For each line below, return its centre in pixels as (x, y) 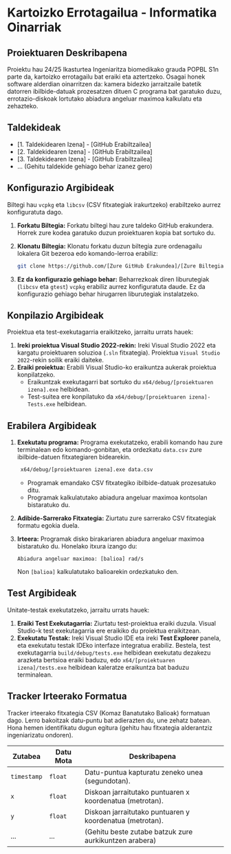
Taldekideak (34, 128)
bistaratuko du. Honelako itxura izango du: (77, 546)
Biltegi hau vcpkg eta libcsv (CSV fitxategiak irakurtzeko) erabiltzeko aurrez (114, 204)
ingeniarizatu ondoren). (40, 735)
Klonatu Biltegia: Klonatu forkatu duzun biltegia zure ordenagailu (110, 246)
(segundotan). (108, 781)
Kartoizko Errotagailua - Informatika (112, 13)
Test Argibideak (42, 594)
